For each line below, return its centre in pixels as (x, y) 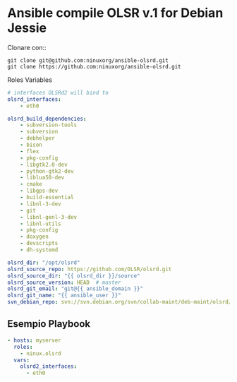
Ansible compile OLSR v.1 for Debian (115, 13)
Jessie (27, 28)
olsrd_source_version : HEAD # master (64, 282)
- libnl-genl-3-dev (49, 217)
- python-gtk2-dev (47, 171)
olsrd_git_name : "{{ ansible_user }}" (64, 296)
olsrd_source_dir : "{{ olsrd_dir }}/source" (74, 276)
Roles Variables (30, 80)
